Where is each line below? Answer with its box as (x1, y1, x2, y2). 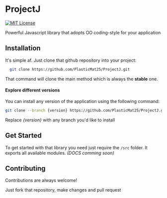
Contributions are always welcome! (5, 178, 78, 184)
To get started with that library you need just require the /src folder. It (5, 144, 148, 150)
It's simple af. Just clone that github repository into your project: (5, 57, 137, 63)
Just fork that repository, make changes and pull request (5, 187, 121, 193)
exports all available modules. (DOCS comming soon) (5, 150, 114, 156)
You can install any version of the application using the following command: (5, 98, 160, 104)
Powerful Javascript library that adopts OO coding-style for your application (5, 29, 161, 35)
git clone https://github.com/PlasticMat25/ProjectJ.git (9, 67, 130, 72)
